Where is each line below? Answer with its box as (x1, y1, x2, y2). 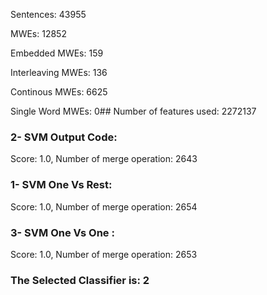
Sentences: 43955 (10, 9, 87, 20)
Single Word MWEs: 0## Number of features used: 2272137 (10, 105, 257, 117)
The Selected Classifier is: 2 (10, 273, 150, 287)
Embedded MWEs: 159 (10, 47, 104, 59)
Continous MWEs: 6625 (10, 86, 108, 98)
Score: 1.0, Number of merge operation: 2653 (10, 248, 198, 260)
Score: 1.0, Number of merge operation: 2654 (10, 200, 198, 213)
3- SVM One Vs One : (10, 225, 115, 239)
